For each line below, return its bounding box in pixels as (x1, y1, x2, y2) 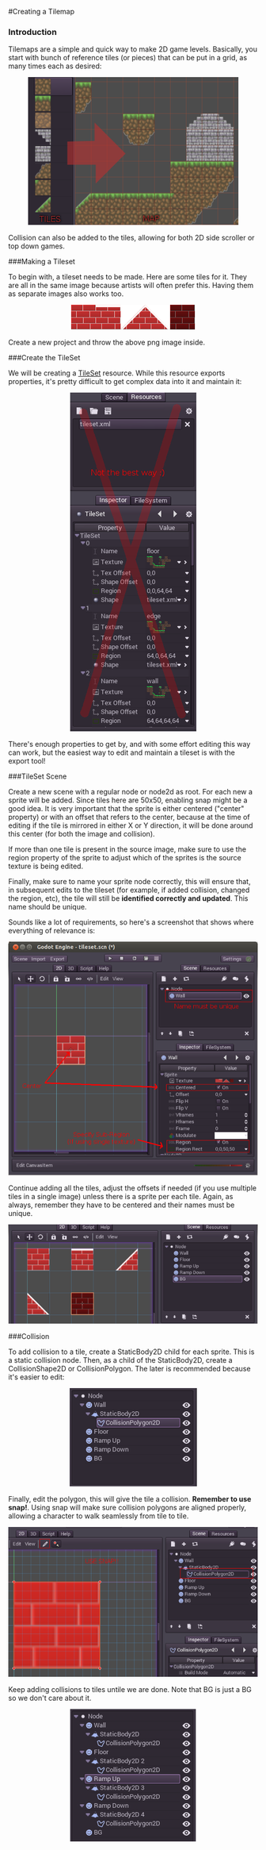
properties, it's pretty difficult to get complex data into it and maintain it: (8, 377, 242, 387)
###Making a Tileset (8, 257, 75, 267)
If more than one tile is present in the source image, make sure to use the (8, 844, 247, 854)
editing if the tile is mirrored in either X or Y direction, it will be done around (8, 821, 253, 830)
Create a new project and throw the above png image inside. (8, 337, 206, 348)
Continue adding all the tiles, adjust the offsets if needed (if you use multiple (8, 1183, 257, 1193)
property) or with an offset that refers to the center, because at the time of (8, 813, 251, 822)
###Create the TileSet (8, 353, 81, 363)
